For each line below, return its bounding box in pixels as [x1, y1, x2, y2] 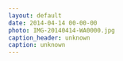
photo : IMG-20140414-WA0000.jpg [8, 26, 115, 34]
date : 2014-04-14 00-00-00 [8, 19, 98, 27]
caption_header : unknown [8, 33, 90, 42]
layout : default [8, 11, 62, 20]
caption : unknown [8, 41, 66, 49]
